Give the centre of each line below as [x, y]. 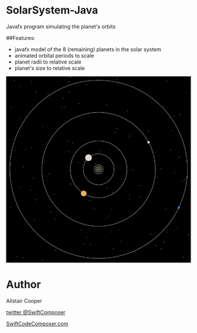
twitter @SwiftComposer [36, 312]
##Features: [21, 38]
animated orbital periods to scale [54, 55]
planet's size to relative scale [50, 68]
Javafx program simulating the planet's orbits [61, 26]
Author [23, 284]
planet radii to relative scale [48, 62]
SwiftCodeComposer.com [37, 324]
